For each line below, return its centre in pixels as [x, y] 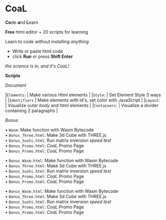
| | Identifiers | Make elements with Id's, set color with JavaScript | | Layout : [83, 100]
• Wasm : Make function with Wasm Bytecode [50, 130]
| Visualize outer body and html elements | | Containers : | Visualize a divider [82, 105]
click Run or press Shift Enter [43, 56]
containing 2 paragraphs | [31, 110]
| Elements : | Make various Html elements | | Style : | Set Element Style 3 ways [83, 95]
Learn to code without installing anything [47, 41]
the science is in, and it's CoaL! [37, 66]
